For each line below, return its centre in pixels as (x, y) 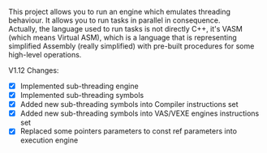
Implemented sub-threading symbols (82, 96)
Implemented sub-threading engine (80, 86)
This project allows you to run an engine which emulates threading (120, 12)
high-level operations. (45, 55)
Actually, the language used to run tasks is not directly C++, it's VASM (126, 29)
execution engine (49, 140)
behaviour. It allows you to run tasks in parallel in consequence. (114, 20)
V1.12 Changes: (34, 70)
